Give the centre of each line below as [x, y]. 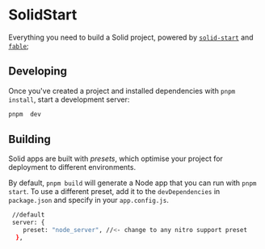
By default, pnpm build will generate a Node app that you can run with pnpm [132, 183]
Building [29, 139]
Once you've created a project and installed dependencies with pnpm [122, 91]
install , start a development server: [69, 99]
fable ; [19, 45]
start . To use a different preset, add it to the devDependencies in [114, 192]
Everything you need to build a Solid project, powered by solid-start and [131, 37]
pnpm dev [25, 114]
